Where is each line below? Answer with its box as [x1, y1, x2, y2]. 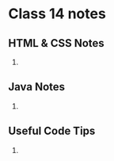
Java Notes [8, 80, 66, 94]
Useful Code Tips [8, 125, 96, 138]
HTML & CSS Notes [8, 36, 104, 50]
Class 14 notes [8, 5, 107, 23]
